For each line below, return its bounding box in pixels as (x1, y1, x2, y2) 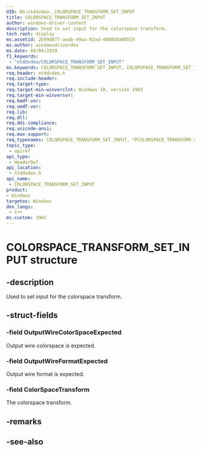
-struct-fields (6, 310, 58, 320)
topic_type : (6, 142, 36, 149)
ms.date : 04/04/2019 (6, 48, 58, 54)
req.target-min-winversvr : (6, 92, 74, 98)
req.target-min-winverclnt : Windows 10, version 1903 (6, 87, 144, 93)
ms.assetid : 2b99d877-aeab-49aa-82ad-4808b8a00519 (6, 37, 135, 43)
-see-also (6, 437, 44, 447)
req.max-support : (6, 131, 50, 138)
